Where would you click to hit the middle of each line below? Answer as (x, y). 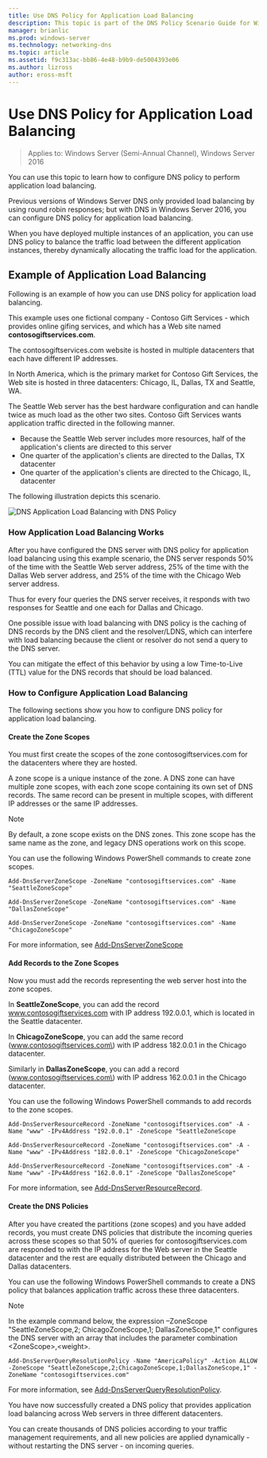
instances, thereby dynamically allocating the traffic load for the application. (133, 250)
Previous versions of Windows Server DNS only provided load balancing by (132, 200)
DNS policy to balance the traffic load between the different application (125, 241)
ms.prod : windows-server (49, 38)
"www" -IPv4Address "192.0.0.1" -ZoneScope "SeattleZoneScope (131, 1131)
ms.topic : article (39, 52)
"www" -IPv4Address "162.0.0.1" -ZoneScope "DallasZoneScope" (131, 1173)
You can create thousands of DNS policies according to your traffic (118, 1429)
